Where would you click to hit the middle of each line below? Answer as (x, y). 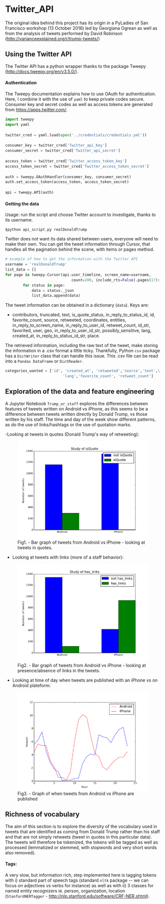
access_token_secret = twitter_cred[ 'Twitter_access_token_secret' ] (77, 166)
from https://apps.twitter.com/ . (36, 110)
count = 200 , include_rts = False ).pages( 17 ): (116, 280)
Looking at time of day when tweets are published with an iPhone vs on (85, 680)
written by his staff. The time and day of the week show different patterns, (81, 419)
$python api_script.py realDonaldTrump (46, 230)
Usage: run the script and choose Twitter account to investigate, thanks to (81, 215)
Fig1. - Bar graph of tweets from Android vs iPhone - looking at (81, 542)
